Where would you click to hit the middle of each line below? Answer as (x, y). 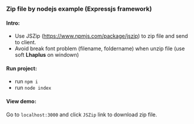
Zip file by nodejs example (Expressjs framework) (79, 9)
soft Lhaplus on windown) (47, 55)
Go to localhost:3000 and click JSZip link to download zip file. (82, 115)
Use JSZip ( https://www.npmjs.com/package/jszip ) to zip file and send (101, 36)
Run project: (22, 68)
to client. (26, 43)
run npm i (26, 81)
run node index (33, 88)
